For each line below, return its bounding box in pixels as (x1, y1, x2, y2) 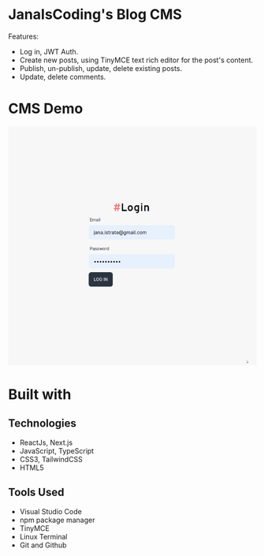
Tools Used (8, 486, 65, 499)
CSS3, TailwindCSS (19, 454, 83, 464)
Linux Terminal (19, 532, 69, 541)
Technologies (8, 416, 77, 431)
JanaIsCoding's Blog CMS (8, 6, 183, 24)
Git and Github (19, 540, 67, 550)
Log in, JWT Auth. (19, 47, 79, 56)
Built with (8, 386, 72, 404)
